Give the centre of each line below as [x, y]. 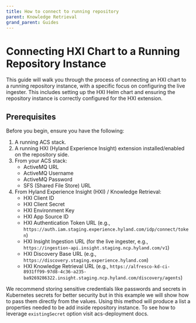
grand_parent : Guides [32, 22]
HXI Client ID [39, 198]
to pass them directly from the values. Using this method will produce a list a [98, 301]
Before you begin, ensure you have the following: [65, 131]
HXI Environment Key [49, 210]
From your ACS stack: [41, 161]
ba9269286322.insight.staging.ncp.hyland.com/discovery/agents [102, 278]
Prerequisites [31, 117]
